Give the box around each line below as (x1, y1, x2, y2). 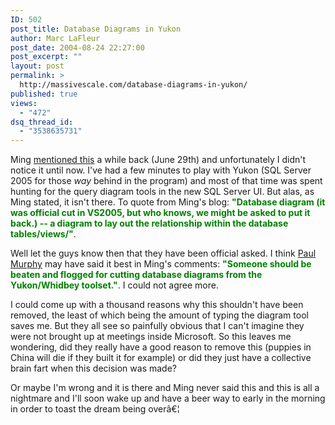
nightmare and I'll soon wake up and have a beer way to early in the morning (10, 392, 326, 405)
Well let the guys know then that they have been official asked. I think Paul (10, 247, 317, 260)
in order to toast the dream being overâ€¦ (10, 403, 180, 415)
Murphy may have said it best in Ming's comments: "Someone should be (10, 258, 312, 270)
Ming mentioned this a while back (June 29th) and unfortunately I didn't (10, 154, 307, 166)
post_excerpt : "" (10, 52, 83, 62)
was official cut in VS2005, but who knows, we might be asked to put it (10, 207, 311, 219)
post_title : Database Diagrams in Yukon (10, 24, 182, 34)
